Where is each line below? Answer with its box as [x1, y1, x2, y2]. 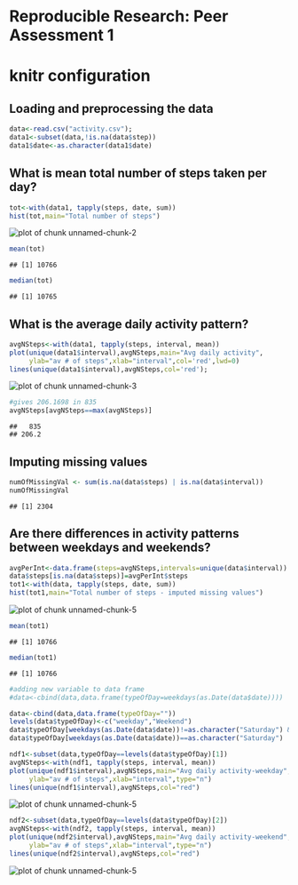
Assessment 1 [9, 25, 114, 45]
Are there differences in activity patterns [9, 526, 239, 541]
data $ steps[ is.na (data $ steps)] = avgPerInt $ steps [9, 571, 189, 581]
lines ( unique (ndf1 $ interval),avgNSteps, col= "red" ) [9, 783, 200, 792]
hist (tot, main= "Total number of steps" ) [9, 211, 161, 220]
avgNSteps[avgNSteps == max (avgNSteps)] [9, 406, 153, 415]
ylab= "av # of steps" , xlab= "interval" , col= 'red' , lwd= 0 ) [28, 356, 240, 365]
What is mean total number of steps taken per [9, 166, 268, 181]
